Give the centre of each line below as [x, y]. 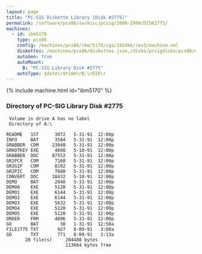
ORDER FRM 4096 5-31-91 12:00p [60, 218]
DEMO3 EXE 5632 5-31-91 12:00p [60, 203]
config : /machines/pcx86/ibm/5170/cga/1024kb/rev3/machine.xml [98, 46]
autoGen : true [35, 57]
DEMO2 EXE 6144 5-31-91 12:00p [60, 197]
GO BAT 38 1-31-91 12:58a [60, 224]
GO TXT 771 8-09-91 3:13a [60, 234]
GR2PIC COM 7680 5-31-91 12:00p [60, 171]
